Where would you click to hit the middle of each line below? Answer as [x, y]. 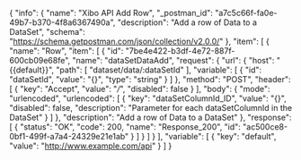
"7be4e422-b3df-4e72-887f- [180, 51]
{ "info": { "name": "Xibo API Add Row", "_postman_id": [111, 13]
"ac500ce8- [265, 127]
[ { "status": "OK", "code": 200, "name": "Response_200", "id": [125, 127]
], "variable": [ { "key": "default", [217, 136]
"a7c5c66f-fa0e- [246, 13]
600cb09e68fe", [40, 60]
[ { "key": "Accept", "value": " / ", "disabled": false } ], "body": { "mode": [140, 89]
